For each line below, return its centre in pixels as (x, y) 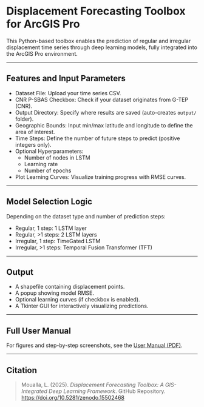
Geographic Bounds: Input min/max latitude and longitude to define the (104, 125)
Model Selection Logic (49, 202)
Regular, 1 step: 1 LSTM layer (51, 228)
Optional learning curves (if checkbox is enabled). (78, 300)
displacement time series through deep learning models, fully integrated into (102, 47)
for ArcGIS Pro (43, 24)
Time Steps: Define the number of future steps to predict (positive (97, 138)
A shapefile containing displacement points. (70, 287)
